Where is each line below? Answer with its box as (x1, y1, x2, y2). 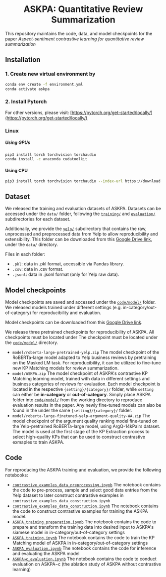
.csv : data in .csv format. (12, 266, 63, 272)
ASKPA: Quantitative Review (23, 3, 143, 15)
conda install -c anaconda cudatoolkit (5, 157, 88, 162)
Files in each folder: (5, 251, 46, 257)
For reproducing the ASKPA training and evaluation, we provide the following (5, 466, 162, 472)
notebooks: (5, 472, 28, 478)
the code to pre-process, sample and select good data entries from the (12, 487, 158, 493)
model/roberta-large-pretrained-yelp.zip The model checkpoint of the (12, 349, 160, 355)
